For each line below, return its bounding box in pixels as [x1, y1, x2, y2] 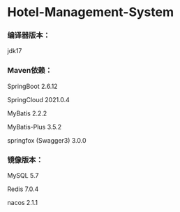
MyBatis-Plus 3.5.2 [7, 122, 62, 131]
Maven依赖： [7, 66, 52, 76]
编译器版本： [7, 31, 51, 41]
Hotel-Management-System [7, 4, 174, 20]
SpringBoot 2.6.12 [7, 82, 58, 90]
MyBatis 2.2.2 [7, 109, 47, 118]
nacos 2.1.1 [7, 199, 38, 207]
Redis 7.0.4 [7, 185, 39, 193]
